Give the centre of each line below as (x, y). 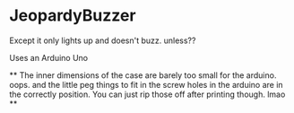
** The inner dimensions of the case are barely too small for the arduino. (143, 75)
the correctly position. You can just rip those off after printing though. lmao (147, 94)
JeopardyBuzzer (73, 16)
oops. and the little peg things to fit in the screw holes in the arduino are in (147, 84)
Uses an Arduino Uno (48, 57)
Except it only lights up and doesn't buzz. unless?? (103, 40)
